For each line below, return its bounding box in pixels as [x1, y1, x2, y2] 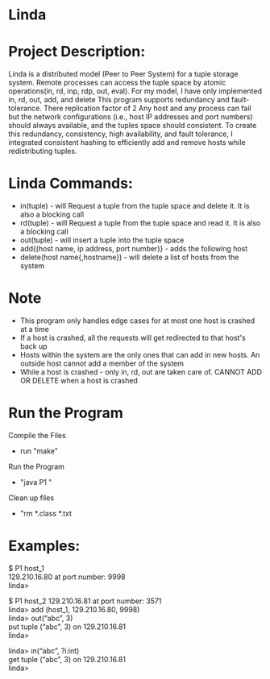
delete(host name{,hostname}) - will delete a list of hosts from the [19, 252, 239, 263]
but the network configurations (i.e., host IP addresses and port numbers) [8, 112, 253, 122]
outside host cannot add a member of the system [19, 358, 184, 368]
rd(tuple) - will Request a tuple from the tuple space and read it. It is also [19, 218, 261, 228]
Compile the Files [8, 430, 66, 440]
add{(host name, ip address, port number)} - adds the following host [19, 244, 248, 254]
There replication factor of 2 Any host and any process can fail [43, 103, 251, 114]
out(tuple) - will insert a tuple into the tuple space [19, 235, 185, 245]
